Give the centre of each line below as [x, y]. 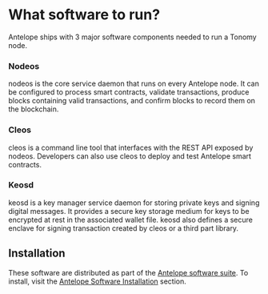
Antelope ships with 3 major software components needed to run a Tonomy [133, 37]
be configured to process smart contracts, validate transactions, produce [129, 92]
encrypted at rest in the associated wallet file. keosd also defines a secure [131, 219]
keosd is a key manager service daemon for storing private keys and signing [134, 203]
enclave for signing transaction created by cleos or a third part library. [123, 228]
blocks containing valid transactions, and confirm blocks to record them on [132, 101]
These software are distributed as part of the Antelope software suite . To [128, 272]
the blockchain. [34, 109]
